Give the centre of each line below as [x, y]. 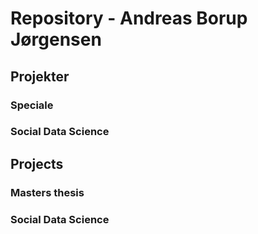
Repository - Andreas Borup [129, 18]
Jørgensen [56, 39]
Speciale [32, 105]
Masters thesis [47, 192]
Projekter [40, 76]
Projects [37, 163]
